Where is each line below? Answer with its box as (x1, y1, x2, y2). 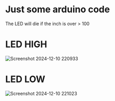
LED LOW (5, 73, 45, 85)
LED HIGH (5, 38, 48, 50)
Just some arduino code (5, 4, 110, 15)
